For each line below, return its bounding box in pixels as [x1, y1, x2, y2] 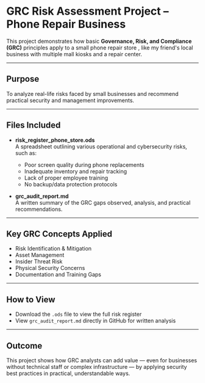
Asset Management [15, 252, 65, 259]
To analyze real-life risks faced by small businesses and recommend [6, 90, 179, 97]
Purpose [6, 74, 40, 84]
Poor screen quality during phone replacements [24, 161, 145, 169]
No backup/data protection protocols [24, 180, 118, 188]
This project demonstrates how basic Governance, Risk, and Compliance [6, 37, 192, 45]
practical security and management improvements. [6, 97, 134, 104]
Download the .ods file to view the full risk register [15, 310, 142, 318]
